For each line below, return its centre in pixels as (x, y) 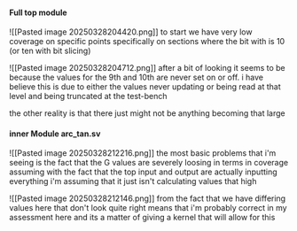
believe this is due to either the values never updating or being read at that (145, 87)
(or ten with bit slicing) (50, 51)
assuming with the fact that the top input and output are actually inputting (143, 172)
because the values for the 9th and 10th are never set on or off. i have (137, 77)
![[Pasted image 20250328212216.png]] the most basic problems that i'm (143, 153)
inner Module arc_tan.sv (55, 134)
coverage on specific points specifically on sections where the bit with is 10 (147, 42)
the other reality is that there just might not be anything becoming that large (147, 113)
